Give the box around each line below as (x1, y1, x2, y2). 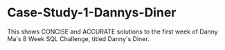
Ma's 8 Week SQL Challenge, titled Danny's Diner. (7, 34, 150, 42)
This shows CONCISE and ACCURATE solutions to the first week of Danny (7, 27, 218, 36)
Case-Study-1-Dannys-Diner (7, 5, 177, 21)
